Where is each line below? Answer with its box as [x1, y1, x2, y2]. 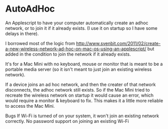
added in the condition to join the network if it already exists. [5, 51, 131, 57]
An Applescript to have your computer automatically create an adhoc [5, 20, 149, 26]
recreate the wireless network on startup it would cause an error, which [5, 92, 154, 98]
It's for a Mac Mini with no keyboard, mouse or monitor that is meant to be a [5, 61, 163, 67]
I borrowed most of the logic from [5, 40, 75, 46]
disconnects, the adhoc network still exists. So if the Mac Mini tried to [5, 87, 150, 93]
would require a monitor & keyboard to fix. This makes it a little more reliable [5, 97, 163, 104]
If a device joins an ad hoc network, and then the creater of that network [5, 81, 156, 88]
